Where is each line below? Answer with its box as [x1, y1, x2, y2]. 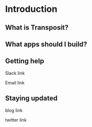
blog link [5, 107, 23, 113]
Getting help [5, 57, 44, 65]
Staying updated [5, 94, 58, 103]
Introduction [5, 3, 58, 15]
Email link [5, 79, 25, 85]
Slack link [5, 70, 25, 76]
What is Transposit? [5, 23, 69, 32]
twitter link [5, 117, 27, 123]
